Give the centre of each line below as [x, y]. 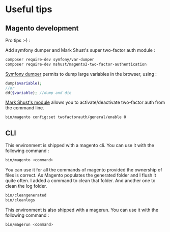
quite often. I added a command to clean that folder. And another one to [80, 180]
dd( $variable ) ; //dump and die [38, 93]
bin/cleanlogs [20, 200]
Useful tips [29, 9]
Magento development [42, 28]
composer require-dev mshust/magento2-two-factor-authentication [76, 64]
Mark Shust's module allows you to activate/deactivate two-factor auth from [85, 102]
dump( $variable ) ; [24, 83]
